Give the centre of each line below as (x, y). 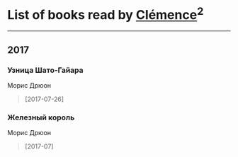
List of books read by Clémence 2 (106, 14)
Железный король (41, 117)
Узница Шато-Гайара (45, 70)
